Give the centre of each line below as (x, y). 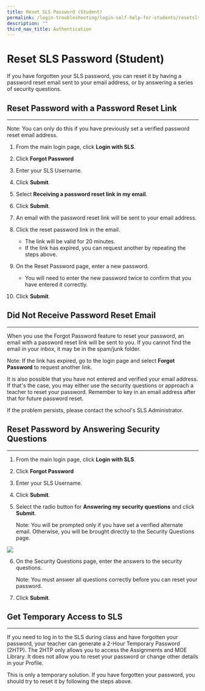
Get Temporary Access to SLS (65, 617)
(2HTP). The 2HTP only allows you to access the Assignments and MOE (97, 650)
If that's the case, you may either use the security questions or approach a (100, 385)
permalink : (21, 18)
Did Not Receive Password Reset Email (82, 316)
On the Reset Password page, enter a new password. (82, 266)
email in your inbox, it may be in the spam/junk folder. (74, 349)
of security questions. (34, 89)
